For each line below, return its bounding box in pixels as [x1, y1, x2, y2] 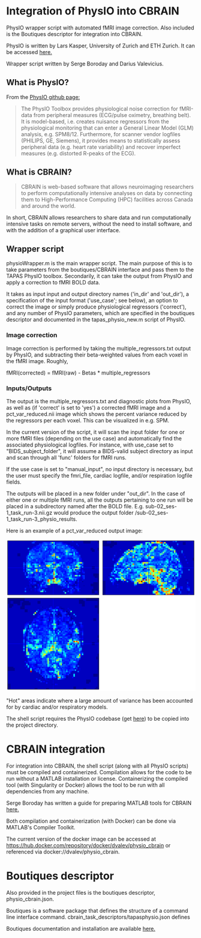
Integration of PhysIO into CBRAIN [6, 4, 180, 18]
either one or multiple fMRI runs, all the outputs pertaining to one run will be [6, 496, 193, 504]
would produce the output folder [53, 509, 134, 516]
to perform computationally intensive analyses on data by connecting [20, 189, 193, 196]
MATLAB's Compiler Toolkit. [6, 824, 76, 831]
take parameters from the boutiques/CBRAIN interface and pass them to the [6, 266, 194, 274]
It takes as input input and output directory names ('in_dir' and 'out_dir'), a [6, 290, 189, 298]
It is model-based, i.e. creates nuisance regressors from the [20, 118, 169, 125]
